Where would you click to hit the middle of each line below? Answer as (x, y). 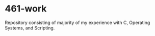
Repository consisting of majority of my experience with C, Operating (77, 22)
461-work (26, 9)
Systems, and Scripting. (30, 27)
